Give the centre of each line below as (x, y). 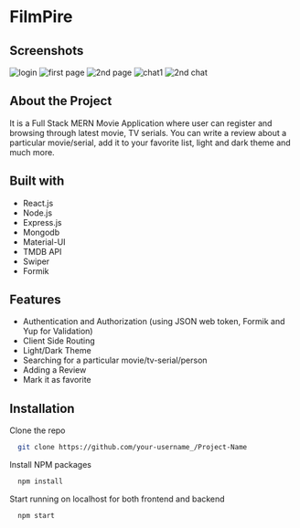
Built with (37, 181)
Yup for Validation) (58, 332)
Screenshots (47, 51)
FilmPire (41, 17)
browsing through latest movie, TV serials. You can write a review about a (148, 132)
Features (35, 300)
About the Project (61, 101)
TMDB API (42, 251)
